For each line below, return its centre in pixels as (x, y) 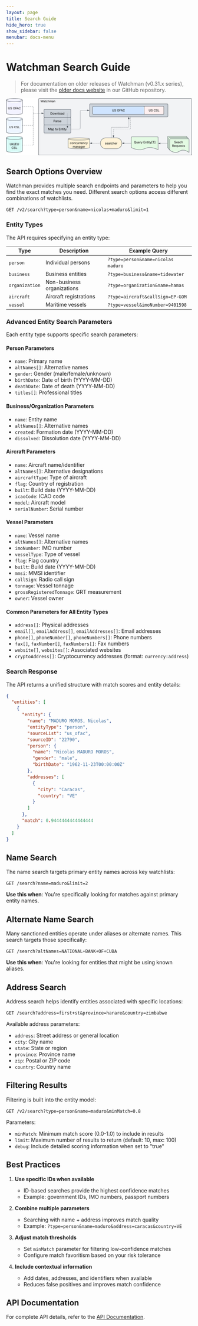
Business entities (66, 274)
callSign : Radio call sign (44, 580)
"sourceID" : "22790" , (54, 740)
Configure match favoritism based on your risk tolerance (92, 1255)
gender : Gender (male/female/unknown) (63, 374)
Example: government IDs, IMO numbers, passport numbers (96, 1197)
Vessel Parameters (30, 522)
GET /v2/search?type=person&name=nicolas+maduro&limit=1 (77, 210)
